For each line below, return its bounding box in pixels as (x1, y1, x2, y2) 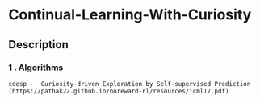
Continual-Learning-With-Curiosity (8, 6, 252, 24)
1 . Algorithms (8, 62, 64, 73)
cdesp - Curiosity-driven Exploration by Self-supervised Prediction (8, 80, 251, 88)
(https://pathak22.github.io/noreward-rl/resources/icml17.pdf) (8, 87, 229, 95)
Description (8, 38, 69, 51)
